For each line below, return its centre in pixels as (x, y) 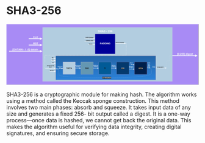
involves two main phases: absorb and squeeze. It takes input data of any (99, 108)
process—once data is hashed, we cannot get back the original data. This (99, 120)
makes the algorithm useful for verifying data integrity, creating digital (94, 127)
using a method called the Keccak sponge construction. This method (93, 101)
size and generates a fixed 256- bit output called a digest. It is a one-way (98, 114)
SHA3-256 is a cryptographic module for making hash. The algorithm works (102, 94)
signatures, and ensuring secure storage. (58, 133)
